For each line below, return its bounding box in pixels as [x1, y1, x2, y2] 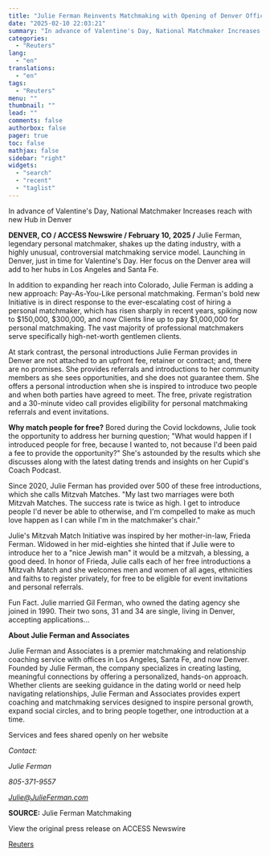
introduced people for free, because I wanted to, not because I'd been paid [8, 440, 257, 449]
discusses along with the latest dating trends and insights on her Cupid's [8, 457, 249, 466]
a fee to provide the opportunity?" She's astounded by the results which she [8, 448, 261, 457]
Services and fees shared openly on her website [8, 730, 169, 739]
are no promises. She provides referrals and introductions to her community [8, 364, 260, 374]
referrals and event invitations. [8, 407, 109, 416]
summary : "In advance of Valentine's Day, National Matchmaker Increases [8, 27, 261, 35]
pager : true [8, 131, 48, 139]
